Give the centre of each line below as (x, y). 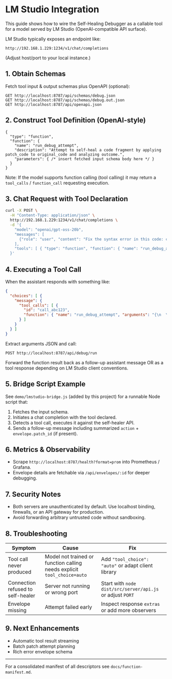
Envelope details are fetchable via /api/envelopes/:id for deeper (81, 473)
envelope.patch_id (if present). (45, 433)
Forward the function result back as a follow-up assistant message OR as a (84, 362)
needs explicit (61, 569)
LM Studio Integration (52, 9)
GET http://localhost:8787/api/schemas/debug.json (60, 96)
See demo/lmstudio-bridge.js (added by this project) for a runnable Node (83, 396)
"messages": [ (29, 234)
